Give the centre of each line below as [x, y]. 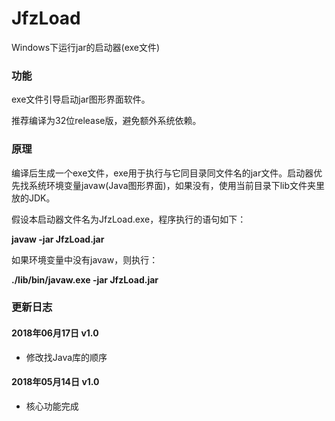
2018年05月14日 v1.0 [55, 382]
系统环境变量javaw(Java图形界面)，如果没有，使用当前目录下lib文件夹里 [177, 185]
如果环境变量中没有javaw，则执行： [85, 259]
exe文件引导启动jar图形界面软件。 [81, 99]
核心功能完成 [52, 406]
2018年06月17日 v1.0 [55, 333]
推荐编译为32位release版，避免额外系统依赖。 [106, 121]
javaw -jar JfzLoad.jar [58, 239]
